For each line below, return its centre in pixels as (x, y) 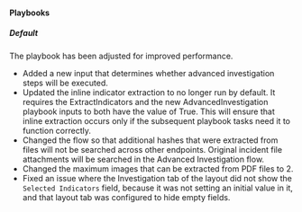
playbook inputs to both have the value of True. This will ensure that (148, 111)
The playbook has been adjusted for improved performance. (121, 56)
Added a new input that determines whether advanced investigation (148, 73)
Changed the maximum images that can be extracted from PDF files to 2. (158, 168)
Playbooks (30, 13)
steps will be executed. (65, 83)
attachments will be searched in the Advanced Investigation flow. (143, 159)
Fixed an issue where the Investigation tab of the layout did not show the (157, 178)
